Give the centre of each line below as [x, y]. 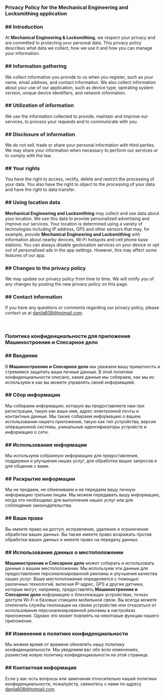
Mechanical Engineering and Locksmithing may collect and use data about [82, 213]
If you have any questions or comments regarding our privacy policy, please [82, 307]
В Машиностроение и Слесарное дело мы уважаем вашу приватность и [82, 366]
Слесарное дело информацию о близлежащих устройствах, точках [77, 594]
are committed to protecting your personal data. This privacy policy [73, 43]
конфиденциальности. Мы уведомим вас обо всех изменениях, [72, 650]
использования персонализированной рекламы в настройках [70, 610]
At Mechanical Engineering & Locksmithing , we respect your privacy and [80, 38]
